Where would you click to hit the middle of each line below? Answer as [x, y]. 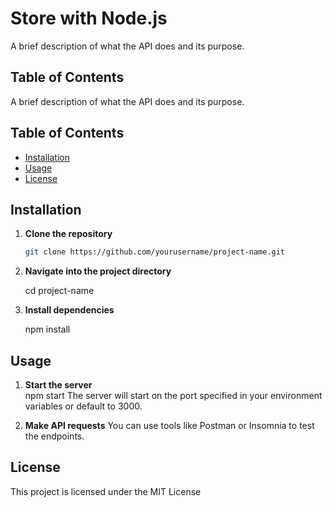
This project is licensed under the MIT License [106, 491]
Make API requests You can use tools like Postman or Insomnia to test [169, 426]
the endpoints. [54, 436]
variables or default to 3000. [83, 406]
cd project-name [59, 291]
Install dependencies [69, 310]
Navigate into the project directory [98, 271]
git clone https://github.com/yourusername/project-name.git [155, 252]
